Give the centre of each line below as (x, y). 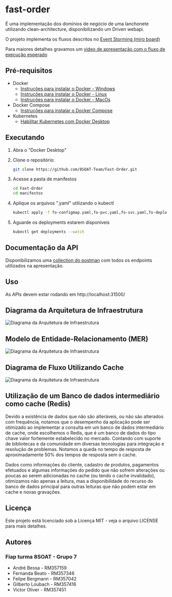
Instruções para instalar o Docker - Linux (64, 94)
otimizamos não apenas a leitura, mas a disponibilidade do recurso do (79, 481)
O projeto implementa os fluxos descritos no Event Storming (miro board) (83, 39)
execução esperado (26, 55)
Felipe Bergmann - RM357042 (45, 579)
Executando (25, 138)
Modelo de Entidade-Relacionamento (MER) (77, 339)
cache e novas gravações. (33, 492)
